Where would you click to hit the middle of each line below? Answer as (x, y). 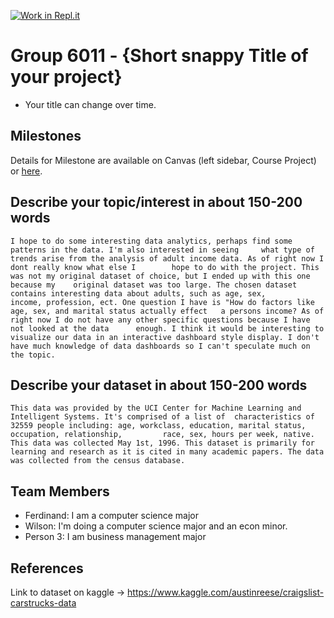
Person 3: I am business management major (115, 537)
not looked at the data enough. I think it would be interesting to (167, 328)
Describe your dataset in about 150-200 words (159, 385)
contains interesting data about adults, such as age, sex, (138, 293)
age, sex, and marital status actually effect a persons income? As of (167, 311)
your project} (66, 77)
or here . (26, 171)
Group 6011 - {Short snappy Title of (159, 56)
